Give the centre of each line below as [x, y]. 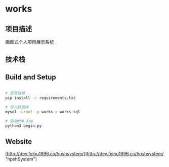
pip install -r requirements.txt [40, 98]
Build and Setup [31, 77]
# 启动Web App [19, 121]
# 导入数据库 [17, 107]
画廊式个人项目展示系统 [30, 42]
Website [18, 141]
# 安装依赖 [15, 93]
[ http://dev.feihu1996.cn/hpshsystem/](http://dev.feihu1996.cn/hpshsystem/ [85, 154]
